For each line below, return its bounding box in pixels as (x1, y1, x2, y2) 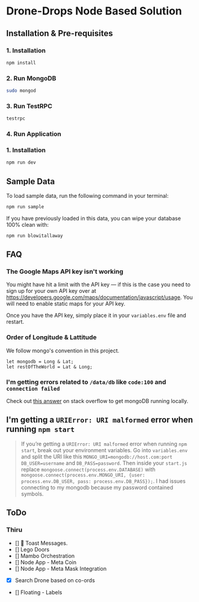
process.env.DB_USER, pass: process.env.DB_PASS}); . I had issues (20, 477, 186, 485)
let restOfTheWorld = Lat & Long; (6, 364, 93, 370)
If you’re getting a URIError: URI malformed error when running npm (20, 440, 188, 447)
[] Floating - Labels (14, 588, 63, 596)
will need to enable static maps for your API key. (6, 300, 126, 307)
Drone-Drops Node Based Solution (6, 4, 182, 18)
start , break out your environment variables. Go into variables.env (20, 446, 188, 453)
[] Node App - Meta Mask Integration (14, 565, 107, 572)
